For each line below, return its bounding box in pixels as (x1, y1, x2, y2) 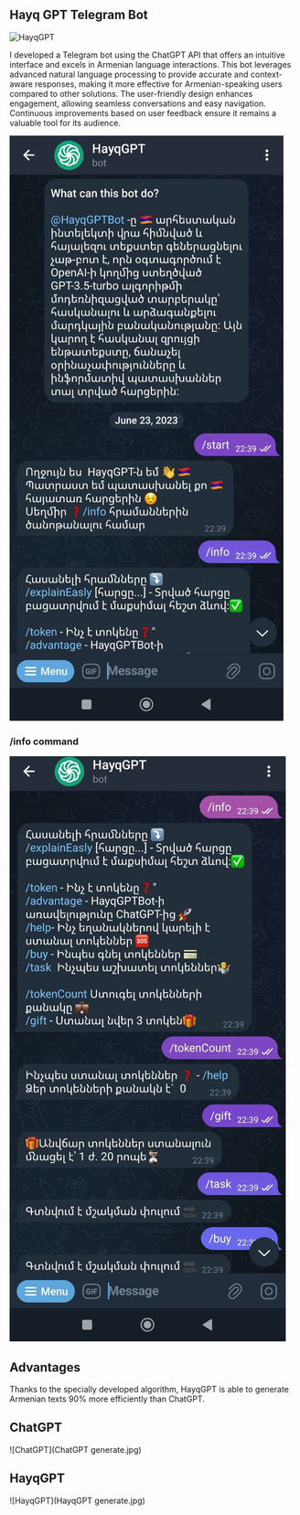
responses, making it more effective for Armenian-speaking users (35, 78, 283, 90)
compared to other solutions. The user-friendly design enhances (9, 88, 253, 99)
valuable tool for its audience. (9, 117, 122, 128)
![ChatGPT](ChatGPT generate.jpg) (9, 1444, 142, 1455)
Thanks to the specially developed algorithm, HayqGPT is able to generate (9, 1383, 290, 1394)
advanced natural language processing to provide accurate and (9, 69, 249, 80)
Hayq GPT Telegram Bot (9, 7, 148, 23)
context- (250, 69, 284, 80)
